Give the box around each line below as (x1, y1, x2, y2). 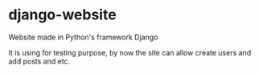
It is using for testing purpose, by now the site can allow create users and (8, 47, 252, 57)
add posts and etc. (8, 56, 71, 66)
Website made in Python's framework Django (8, 32, 158, 42)
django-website (8, 6, 117, 24)
